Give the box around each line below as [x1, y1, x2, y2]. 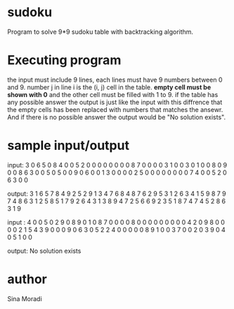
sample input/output [7, 138, 130, 153]
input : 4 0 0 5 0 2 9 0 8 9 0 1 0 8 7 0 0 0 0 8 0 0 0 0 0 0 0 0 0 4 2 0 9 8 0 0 [7, 217, 225, 226]
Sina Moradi [7, 294, 42, 303]
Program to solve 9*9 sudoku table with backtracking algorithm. [7, 27, 194, 36]
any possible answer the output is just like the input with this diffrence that [7, 98, 223, 106]
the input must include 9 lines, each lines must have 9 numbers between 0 [7, 75, 223, 84]
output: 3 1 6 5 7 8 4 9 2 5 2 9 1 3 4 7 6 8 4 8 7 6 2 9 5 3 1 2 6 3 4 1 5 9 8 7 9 [7, 189, 226, 198]
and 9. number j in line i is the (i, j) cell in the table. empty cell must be [7, 82, 212, 92]
